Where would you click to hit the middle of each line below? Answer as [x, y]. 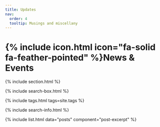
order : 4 [18, 19]
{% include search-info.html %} [37, 110]
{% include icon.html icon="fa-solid [80, 47]
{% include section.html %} [33, 82]
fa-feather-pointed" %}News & [70, 58]
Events [20, 68]
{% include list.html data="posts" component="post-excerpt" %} [71, 120]
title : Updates [21, 10]
